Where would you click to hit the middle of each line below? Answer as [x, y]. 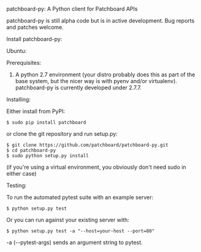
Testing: [17, 185]
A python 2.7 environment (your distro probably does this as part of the [105, 75]
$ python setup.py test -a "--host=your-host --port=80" [81, 231]
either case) [21, 173]
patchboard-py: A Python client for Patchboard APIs [72, 9]
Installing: [18, 99]
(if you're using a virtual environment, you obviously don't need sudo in [96, 167]
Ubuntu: [17, 51]
